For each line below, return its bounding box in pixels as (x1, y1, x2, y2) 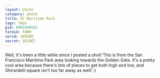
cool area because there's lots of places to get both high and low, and (5, 62, 144, 68)
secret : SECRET (5, 39, 36, 44)
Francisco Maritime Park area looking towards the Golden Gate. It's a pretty (5, 57, 155, 63)
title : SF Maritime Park (5, 16, 55, 21)
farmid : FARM (5, 30, 31, 34)
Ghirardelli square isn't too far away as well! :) (5, 67, 96, 73)
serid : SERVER (5, 34, 34, 39)
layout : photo (5, 7, 34, 12)
